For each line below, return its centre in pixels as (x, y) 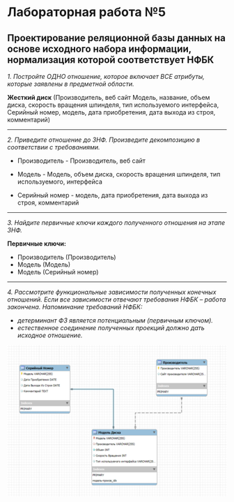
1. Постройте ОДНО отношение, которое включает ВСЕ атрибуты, (106, 76)
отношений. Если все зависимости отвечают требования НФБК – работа (117, 300)
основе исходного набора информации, (99, 49)
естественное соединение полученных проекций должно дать (111, 328)
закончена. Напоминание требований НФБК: (75, 307)
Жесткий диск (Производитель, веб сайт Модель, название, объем (109, 97)
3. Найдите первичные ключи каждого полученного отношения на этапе (116, 223)
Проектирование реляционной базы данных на (117, 38)
